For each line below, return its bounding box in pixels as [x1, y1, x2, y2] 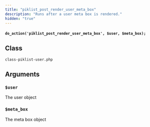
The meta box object [5, 116, 46, 122]
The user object [5, 95, 37, 100]
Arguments [5, 70, 40, 79]
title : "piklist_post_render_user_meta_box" [5, 7, 96, 12]
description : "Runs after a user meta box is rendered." [5, 12, 122, 16]
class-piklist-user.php [5, 57, 53, 62]
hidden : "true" [5, 16, 36, 21]
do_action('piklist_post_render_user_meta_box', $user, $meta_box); [5, 31, 146, 36]
